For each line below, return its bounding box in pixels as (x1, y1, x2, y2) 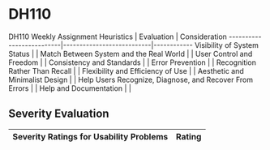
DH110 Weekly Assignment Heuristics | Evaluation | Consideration (8, 32, 227, 41)
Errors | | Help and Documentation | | (8, 83, 132, 93)
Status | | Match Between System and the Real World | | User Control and (8, 49, 253, 58)
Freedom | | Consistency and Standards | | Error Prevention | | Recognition (8, 58, 257, 67)
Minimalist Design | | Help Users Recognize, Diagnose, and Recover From (8, 75, 254, 84)
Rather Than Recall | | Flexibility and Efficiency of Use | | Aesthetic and (8, 66, 245, 75)
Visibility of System (194, 40, 259, 49)
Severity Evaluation (8, 107, 109, 121)
